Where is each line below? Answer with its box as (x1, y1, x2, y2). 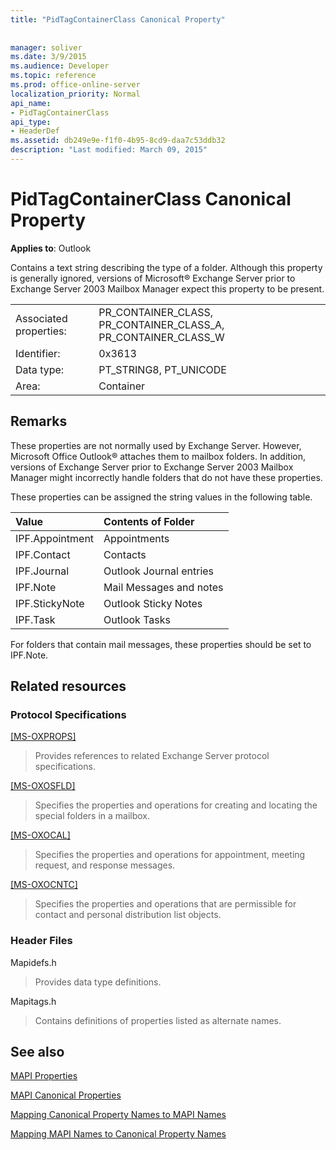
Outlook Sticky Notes (103, 596, 203, 610)
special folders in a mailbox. (34, 810, 151, 822)
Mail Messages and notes (103, 580, 224, 594)
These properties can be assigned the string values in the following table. (10, 491, 313, 503)
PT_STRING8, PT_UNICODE (98, 362, 227, 376)
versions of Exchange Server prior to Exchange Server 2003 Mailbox (10, 461, 294, 473)
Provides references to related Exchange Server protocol (34, 750, 270, 762)
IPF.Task (15, 612, 56, 626)
